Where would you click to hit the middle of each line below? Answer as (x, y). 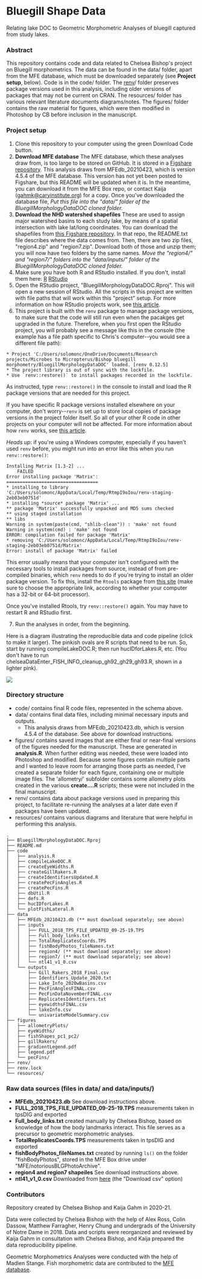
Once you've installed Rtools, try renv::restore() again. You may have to (97, 606)
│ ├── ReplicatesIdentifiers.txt (56, 999)
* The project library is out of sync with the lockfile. (80, 370)
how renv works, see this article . (46, 430)
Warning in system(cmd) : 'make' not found (62, 530)
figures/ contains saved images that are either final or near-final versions (106, 740)
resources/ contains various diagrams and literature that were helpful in (104, 817)
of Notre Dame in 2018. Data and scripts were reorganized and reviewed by (100, 1232)
